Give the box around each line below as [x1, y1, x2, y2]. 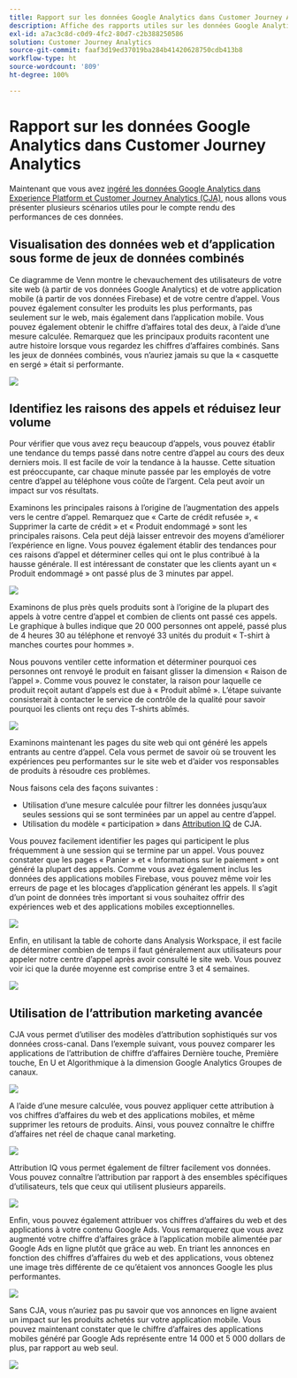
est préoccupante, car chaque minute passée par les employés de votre [9, 466, 271, 478]
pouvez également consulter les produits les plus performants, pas [9, 302, 253, 313]
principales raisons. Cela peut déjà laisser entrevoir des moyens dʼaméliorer [9, 531, 285, 541]
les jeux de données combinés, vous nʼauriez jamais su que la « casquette [9, 349, 279, 360]
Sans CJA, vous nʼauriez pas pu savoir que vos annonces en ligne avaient [9, 1305, 278, 1316]
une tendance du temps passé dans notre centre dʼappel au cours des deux [9, 448, 285, 458]
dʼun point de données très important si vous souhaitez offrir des [9, 892, 245, 903]
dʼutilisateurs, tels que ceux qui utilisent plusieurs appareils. [9, 1182, 226, 1192]
